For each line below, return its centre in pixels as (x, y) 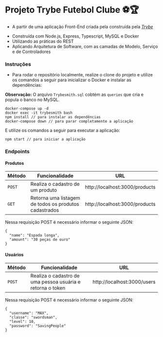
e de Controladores (31, 52)
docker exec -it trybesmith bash (39, 113)
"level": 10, (23, 321)
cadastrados (45, 210)
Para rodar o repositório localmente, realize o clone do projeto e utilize (82, 75)
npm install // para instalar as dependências (53, 117)
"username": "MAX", (29, 313)
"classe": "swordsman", (33, 317)
